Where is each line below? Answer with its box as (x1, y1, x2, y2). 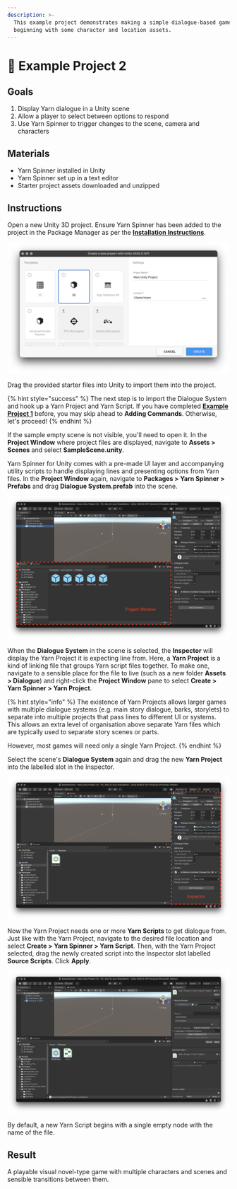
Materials (7, 147, 50, 159)
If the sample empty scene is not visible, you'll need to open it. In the (7, 431, 207, 439)
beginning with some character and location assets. (13, 26, 172, 33)
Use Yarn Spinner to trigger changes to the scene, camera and (17, 120, 200, 128)
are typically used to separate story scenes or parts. (7, 727, 159, 736)
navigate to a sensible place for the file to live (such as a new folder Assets (7, 668, 226, 677)
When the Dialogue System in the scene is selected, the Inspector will (7, 646, 213, 654)
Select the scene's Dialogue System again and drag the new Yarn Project (7, 755, 223, 763)
